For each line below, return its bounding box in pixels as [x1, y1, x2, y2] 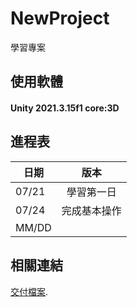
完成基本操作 [61, 203, 122, 217]
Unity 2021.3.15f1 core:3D [10, 102, 120, 114]
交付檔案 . [10, 285, 49, 297]
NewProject [10, 7, 110, 30]
